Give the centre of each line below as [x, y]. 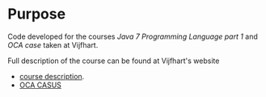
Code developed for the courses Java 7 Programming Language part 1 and [133, 36]
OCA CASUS [40, 85]
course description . [52, 76]
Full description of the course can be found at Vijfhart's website [114, 61]
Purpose [37, 14]
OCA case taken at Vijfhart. [53, 44]
